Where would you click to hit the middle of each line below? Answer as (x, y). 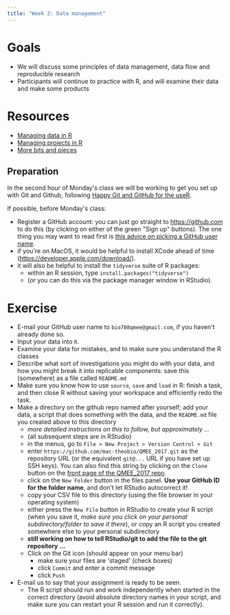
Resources (38, 116)
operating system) (53, 502)
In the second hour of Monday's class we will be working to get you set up (112, 188)
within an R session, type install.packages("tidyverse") (108, 273)
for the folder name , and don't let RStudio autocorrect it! (107, 488)
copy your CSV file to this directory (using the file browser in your (120, 495)
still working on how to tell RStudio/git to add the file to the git (117, 539)
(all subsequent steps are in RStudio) (79, 436)
